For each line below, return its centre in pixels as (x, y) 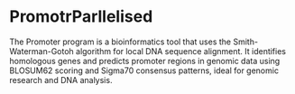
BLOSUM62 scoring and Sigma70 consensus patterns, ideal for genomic (144, 70)
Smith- (246, 42)
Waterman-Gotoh (41, 51)
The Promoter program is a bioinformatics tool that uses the (120, 42)
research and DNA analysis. (61, 80)
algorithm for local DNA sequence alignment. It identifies (181, 51)
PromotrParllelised (81, 17)
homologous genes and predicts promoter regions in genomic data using (145, 61)
